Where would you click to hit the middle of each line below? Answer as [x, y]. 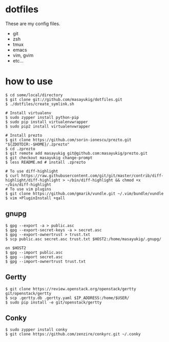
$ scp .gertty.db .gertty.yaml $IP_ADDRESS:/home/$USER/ [67, 298]
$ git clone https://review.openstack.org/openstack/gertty [71, 289]
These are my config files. [33, 24]
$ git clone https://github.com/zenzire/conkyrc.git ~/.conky [73, 334]
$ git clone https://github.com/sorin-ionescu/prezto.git [68, 140]
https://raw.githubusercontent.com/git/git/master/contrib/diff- [92, 176]
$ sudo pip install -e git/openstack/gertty [54, 302]
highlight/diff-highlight [33, 180]
